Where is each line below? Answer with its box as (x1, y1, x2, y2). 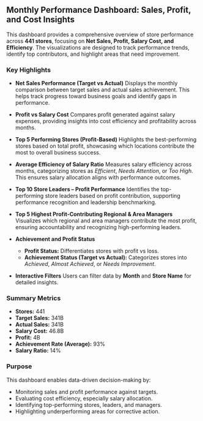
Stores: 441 (15, 308, 45, 315)
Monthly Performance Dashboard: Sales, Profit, (6, 5, 191, 15)
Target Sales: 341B (15, 314, 64, 322)
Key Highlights (6, 66, 51, 74)
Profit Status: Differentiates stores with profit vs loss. (24, 248, 159, 255)
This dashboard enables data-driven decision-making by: (6, 376, 151, 384)
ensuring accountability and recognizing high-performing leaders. (15, 224, 182, 231)
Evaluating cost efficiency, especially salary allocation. (15, 395, 153, 402)
